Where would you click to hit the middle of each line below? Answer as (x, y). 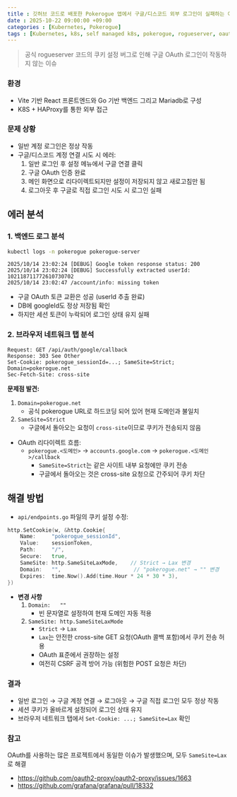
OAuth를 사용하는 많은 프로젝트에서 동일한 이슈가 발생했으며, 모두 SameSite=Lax (117, 755)
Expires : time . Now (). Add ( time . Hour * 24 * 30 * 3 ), (99, 576)
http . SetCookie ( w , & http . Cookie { (56, 530)
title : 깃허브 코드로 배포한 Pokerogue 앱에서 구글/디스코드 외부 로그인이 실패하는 (116, 14)
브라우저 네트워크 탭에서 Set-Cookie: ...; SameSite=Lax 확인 (104, 718)
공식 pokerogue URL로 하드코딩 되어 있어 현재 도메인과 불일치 (114, 411)
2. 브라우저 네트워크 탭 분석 (51, 334)
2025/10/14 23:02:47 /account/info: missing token (83, 283)
